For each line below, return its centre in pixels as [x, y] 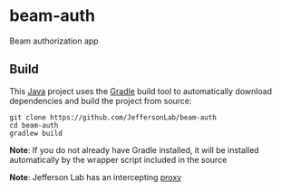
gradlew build [36, 133]
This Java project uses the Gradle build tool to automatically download [141, 91]
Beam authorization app [54, 41]
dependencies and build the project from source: [101, 101]
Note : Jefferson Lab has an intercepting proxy [96, 177]
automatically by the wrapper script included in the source [118, 159]
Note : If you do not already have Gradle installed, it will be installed [135, 149]
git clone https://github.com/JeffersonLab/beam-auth [113, 117]
